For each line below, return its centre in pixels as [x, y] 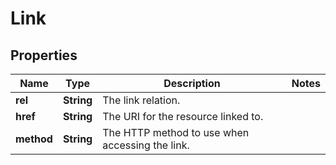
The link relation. [141, 100]
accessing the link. [146, 145]
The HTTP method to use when [176, 132]
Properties [44, 55]
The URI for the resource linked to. [183, 116]
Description [192, 83]
